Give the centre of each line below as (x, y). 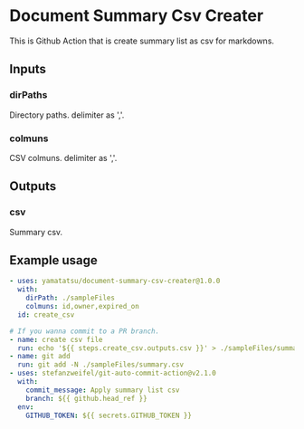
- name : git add (40, 357)
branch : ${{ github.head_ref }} (86, 398)
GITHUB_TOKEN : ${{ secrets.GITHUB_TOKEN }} (109, 415)
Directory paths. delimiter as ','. (67, 115)
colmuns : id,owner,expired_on (83, 307)
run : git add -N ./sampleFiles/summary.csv (100, 365)
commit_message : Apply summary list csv (103, 390)
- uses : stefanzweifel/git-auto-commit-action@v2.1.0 (113, 373)
